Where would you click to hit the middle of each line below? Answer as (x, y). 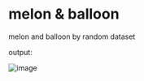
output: (20, 52)
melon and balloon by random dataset (72, 36)
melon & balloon (64, 14)
